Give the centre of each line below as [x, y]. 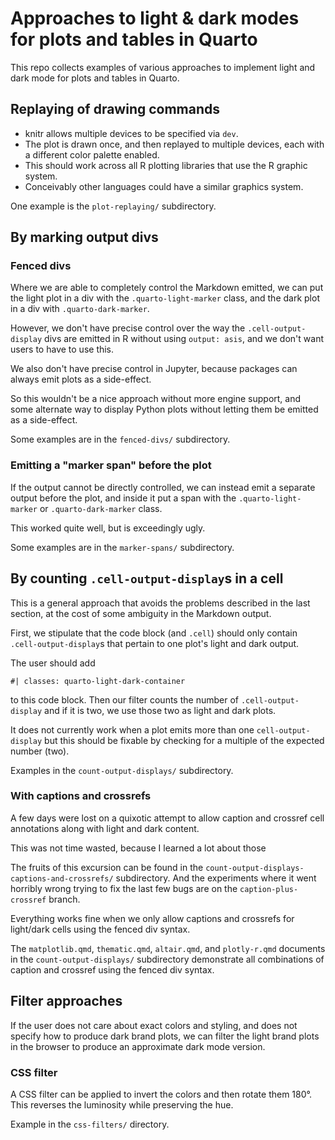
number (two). [40, 751]
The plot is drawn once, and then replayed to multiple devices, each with [174, 144]
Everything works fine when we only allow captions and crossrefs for [152, 918]
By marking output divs [84, 237]
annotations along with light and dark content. [105, 828]
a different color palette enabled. [92, 154]
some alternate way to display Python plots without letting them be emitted [164, 409]
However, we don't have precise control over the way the [128, 328]
